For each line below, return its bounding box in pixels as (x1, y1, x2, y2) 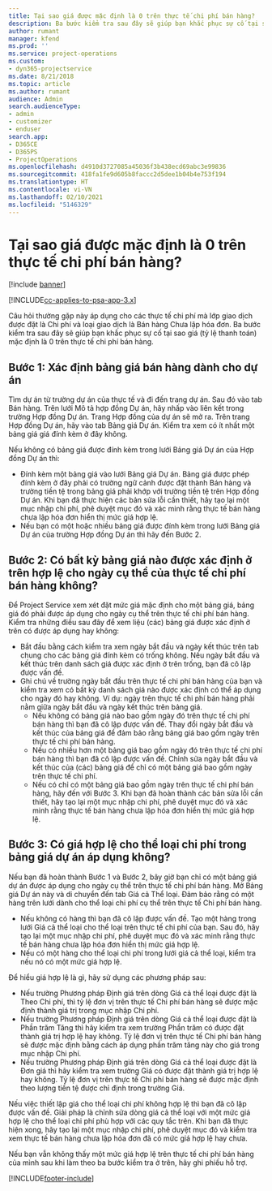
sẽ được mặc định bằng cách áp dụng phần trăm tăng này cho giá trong (19, 1040, 261, 1050)
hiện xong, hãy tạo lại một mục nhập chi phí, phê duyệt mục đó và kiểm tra (8, 1124, 257, 1134)
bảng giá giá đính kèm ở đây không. (8, 429, 128, 439)
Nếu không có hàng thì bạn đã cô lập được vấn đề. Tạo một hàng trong (19, 913, 257, 923)
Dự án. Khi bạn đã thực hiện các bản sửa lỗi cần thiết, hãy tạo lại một (19, 495, 249, 505)
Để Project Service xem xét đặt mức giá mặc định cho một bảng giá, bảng (8, 600, 255, 610)
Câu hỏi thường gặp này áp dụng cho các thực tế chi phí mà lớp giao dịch (8, 311, 253, 321)
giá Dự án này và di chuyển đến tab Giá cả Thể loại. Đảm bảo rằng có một (8, 889, 255, 899)
